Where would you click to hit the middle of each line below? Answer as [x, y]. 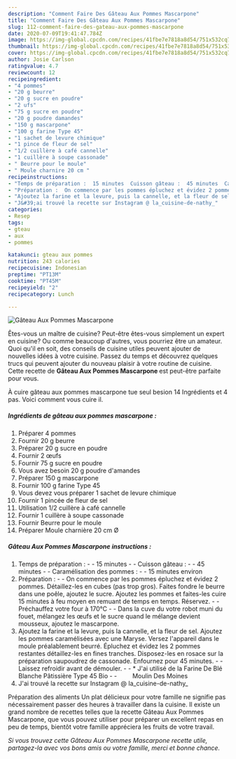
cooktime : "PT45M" [35, 281]
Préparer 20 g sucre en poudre [63, 448]
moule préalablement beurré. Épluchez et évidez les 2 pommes [109, 646]
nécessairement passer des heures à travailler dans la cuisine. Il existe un [114, 705]
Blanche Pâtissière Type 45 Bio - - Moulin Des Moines [103, 676]
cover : [18, 53]
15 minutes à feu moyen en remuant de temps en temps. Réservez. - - [119, 602]
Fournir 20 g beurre [47, 441]
